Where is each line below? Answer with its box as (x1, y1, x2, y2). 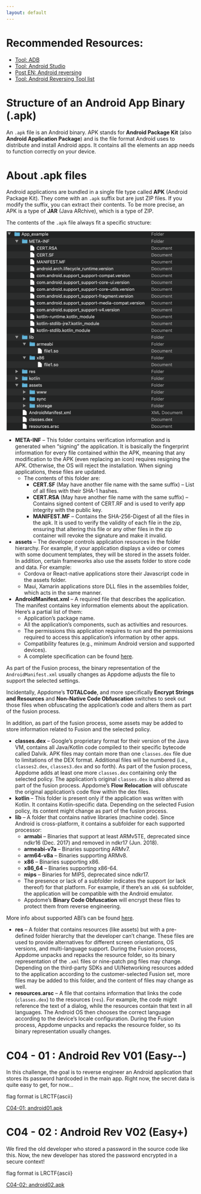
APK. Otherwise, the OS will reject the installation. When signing (14, 462, 173, 469)
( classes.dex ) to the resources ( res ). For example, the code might (14, 996, 178, 1003)
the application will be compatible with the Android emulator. (23, 890, 173, 898)
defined (14, 932, 35, 940)
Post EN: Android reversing (14, 69, 82, 76)
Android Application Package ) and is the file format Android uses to (6, 135, 175, 142)
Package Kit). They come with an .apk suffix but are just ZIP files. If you (6, 195, 182, 202)
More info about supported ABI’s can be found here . (6, 914, 135, 922)
